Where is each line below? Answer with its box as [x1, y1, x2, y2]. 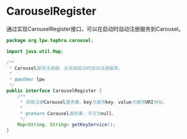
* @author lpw [9, 76, 45, 83]
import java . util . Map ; [6, 48, 64, 54]
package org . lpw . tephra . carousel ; [6, 37, 94, 43]
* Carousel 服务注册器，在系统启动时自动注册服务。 [9, 65, 123, 71]
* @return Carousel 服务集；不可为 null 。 [19, 110, 117, 116]
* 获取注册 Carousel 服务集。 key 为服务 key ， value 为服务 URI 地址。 [19, 99, 168, 105]
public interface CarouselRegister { [6, 88, 102, 94]
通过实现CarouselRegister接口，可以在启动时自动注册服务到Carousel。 [6, 25, 184, 32]
